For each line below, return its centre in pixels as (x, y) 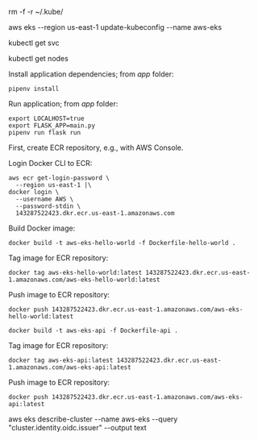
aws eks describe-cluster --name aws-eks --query (93, 419)
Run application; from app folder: (63, 104)
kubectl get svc (34, 43)
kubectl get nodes (38, 58)
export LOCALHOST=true (46, 118)
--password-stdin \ (48, 206)
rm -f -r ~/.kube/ (36, 12)
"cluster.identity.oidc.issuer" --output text (77, 428)
